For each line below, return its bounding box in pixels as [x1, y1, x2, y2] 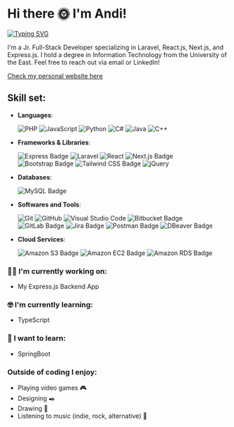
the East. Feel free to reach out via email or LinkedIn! [7, 58, 160, 66]
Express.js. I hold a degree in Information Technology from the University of [7, 50, 228, 58]
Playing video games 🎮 [17, 383, 87, 392]
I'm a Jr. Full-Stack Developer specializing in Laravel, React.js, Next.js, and [7, 43, 224, 51]
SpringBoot [17, 349, 51, 358]
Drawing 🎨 [17, 404, 48, 412]
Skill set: [7, 92, 46, 104]
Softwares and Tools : [17, 200, 81, 209]
